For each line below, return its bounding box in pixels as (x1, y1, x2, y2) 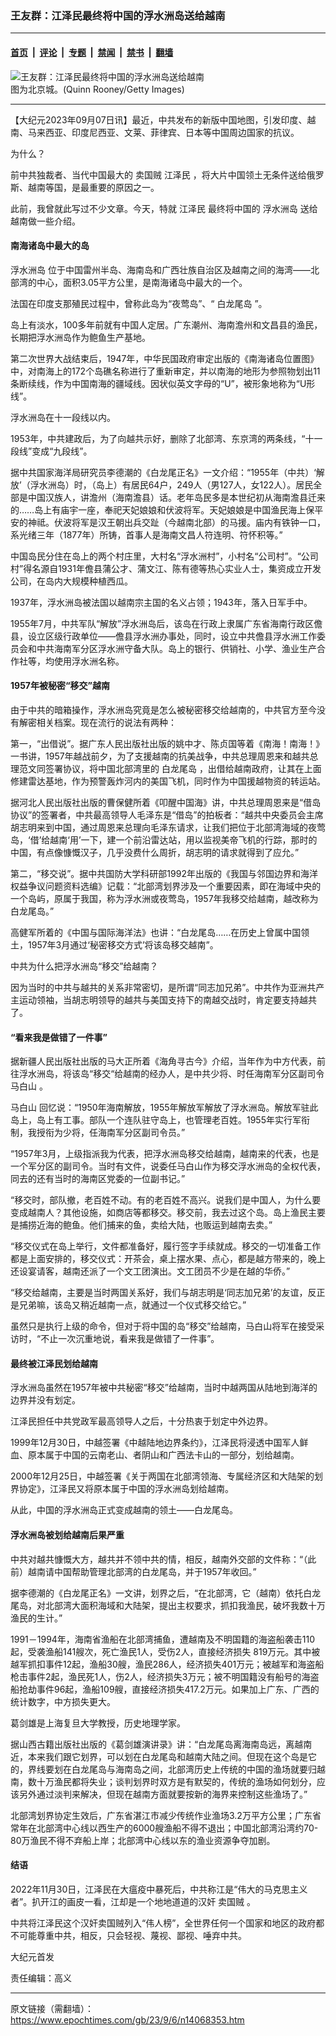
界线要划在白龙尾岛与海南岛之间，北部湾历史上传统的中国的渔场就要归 (27, 1763, 317, 1775)
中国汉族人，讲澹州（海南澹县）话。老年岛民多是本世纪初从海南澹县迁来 (27, 491, 326, 503)
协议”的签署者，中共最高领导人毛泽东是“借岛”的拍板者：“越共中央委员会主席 (10, 808, 324, 821)
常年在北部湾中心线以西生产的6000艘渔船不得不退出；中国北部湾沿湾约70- (10, 1822, 319, 1834)
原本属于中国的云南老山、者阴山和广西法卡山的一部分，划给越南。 (27, 1449, 300, 1461)
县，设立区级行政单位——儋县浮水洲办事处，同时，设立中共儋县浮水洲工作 (10, 630, 317, 642)
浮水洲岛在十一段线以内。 (10, 411, 116, 423)
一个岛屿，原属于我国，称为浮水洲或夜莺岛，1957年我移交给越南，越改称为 (10, 892, 319, 904)
